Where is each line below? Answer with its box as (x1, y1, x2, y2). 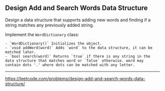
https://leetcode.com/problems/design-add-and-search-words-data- (5, 75, 146, 81)
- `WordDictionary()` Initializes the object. (5, 41, 102, 46)
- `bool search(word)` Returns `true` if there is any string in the (5, 54, 151, 59)
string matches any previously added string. (5, 22, 94, 28)
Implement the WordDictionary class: (5, 31, 80, 37)
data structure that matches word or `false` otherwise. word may (5, 58, 144, 63)
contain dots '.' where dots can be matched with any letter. (5, 62, 135, 68)
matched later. (5, 49, 36, 54)
